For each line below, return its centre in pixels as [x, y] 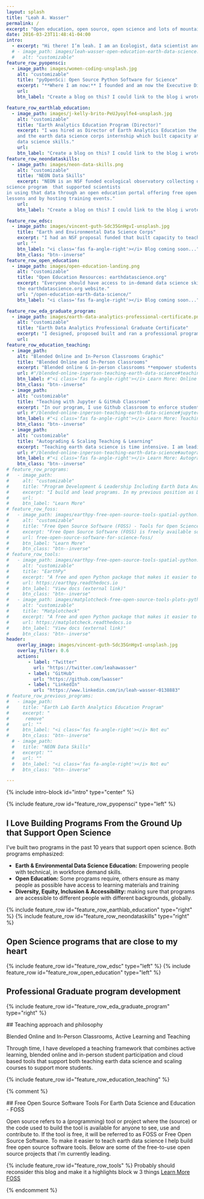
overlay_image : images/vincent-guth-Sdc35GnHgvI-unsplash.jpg [97, 645]
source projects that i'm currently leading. [59, 1153]
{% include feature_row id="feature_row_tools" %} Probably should [90, 1165]
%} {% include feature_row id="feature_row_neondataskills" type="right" [98, 916]
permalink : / [23, 23]
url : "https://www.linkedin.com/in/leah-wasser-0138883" [107, 691]
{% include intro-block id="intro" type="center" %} [70, 792]
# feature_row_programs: [38, 469]
